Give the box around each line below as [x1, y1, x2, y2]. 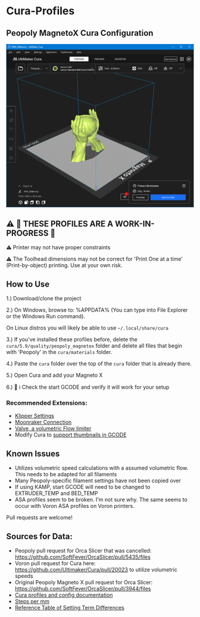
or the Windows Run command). [6, 313, 85, 320]
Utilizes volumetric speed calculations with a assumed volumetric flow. [14, 464, 189, 472]
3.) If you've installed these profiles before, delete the [6, 336, 138, 343]
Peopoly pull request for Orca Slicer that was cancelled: [14, 547, 152, 554]
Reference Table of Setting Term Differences [14, 604, 125, 612]
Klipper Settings [14, 413, 55, 420]
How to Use [6, 279, 50, 289]
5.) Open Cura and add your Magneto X [6, 371, 103, 379]
